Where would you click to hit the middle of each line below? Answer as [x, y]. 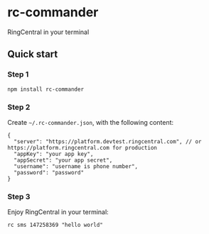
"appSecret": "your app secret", [63, 160]
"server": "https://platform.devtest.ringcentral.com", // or [108, 141]
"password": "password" [49, 172]
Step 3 [19, 196]
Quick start [33, 54]
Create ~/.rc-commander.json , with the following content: [91, 122]
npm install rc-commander [45, 89]
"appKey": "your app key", [54, 154]
